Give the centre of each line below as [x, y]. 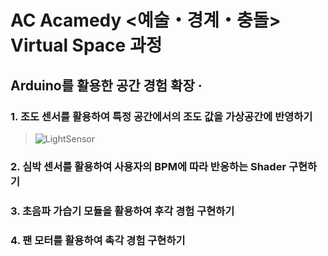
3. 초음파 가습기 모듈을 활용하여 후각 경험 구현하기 [122, 211]
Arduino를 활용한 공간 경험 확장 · [106, 85]
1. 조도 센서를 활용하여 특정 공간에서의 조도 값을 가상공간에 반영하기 [161, 116]
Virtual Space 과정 [86, 45]
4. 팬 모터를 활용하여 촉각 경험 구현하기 [98, 240]
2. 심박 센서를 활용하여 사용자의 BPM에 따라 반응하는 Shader [148, 166]
